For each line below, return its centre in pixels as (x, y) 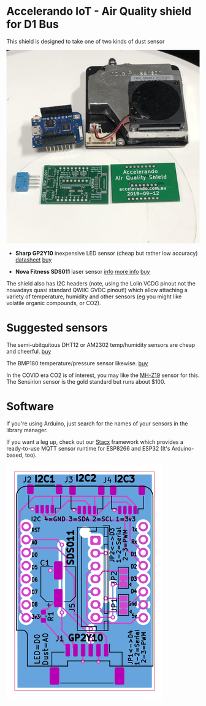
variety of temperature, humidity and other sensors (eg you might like (94, 297)
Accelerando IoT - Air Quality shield (99, 11)
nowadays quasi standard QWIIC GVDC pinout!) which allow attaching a (97, 290)
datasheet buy (33, 260)
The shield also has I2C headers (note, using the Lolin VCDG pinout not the (101, 283)
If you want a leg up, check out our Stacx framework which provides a (95, 442)
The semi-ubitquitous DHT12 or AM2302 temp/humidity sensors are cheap (101, 344)
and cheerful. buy (29, 351)
